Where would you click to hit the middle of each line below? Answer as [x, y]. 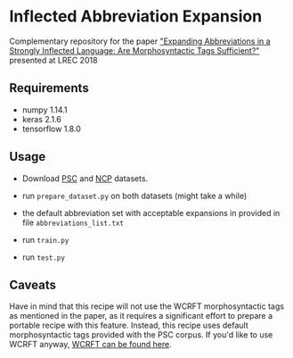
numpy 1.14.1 [45, 110]
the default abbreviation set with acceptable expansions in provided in [151, 212]
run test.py [43, 257]
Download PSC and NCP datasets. [85, 178]
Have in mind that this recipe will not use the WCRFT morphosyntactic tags [147, 306]
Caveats [33, 284]
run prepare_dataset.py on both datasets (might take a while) [134, 196]
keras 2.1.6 [42, 119]
